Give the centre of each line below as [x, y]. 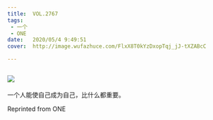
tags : [15, 20]
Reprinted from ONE [37, 109]
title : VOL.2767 [33, 14]
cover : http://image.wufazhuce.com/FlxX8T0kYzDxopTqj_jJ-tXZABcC [107, 46]
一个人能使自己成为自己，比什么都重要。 [66, 95]
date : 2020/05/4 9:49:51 [47, 40]
